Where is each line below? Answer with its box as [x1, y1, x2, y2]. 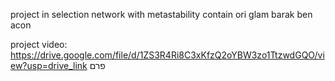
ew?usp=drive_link [10, 60, 88, 71]
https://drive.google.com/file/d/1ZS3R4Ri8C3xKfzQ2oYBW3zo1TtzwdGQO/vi [10, 49, 325, 61]
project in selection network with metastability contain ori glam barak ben [10, 9, 313, 20]
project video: [10, 39, 68, 50]
